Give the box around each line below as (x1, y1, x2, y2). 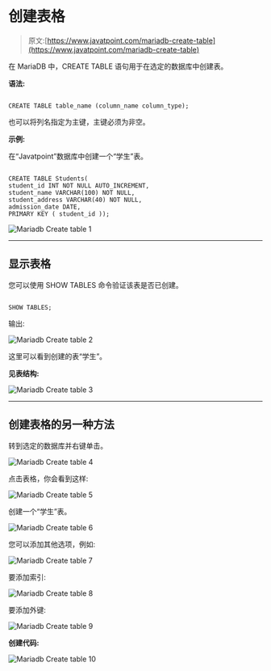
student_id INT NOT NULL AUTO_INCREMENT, (8, 181, 150, 190)
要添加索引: (8, 572, 47, 582)
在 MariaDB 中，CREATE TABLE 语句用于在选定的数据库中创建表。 (8, 61, 228, 71)
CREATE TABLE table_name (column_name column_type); (8, 102, 190, 110)
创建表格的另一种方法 (8, 418, 115, 432)
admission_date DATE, (8, 203, 81, 211)
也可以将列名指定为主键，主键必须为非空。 (8, 116, 150, 126)
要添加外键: (8, 605, 47, 614)
